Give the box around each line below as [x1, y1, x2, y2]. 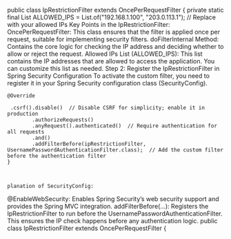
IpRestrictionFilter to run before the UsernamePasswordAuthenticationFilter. [7, 209, 223, 218]
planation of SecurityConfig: [7, 183, 94, 189]
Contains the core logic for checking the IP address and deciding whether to [7, 43, 224, 50]
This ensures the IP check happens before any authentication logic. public [7, 217, 219, 225]
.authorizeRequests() [32, 116, 94, 123]
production [7, 110, 39, 117]
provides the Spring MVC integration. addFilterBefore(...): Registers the [7, 202, 209, 210]
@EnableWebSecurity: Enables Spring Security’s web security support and [7, 195, 219, 202]
